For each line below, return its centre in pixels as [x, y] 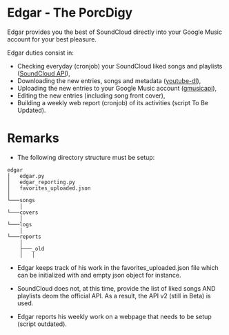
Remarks [33, 138]
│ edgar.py [26, 176]
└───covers [23, 212]
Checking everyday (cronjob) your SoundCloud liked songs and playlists [120, 66]
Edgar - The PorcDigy [70, 13]
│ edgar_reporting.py [41, 182]
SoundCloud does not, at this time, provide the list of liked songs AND [116, 288]
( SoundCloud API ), [43, 73]
